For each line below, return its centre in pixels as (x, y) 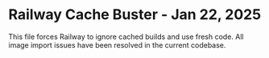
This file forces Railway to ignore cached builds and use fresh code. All (126, 37)
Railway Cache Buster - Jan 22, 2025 (135, 15)
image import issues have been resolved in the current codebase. (117, 44)
